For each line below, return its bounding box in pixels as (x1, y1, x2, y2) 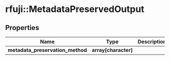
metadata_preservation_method (8, 46, 87, 53)
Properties (5, 23, 39, 32)
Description (137, 38, 167, 45)
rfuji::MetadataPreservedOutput (5, 3, 145, 15)
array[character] (92, 46, 133, 53)
